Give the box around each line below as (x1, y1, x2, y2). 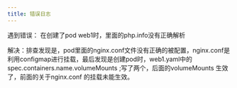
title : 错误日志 (7, 10, 51, 18)
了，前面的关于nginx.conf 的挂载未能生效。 (7, 72, 133, 81)
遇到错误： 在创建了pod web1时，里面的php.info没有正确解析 (7, 31, 186, 39)
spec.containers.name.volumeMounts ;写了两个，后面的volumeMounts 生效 (7, 63, 228, 72)
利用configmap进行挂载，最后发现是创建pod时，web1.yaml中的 (7, 55, 193, 63)
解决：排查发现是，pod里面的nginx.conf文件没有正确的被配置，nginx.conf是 (7, 45, 231, 54)
